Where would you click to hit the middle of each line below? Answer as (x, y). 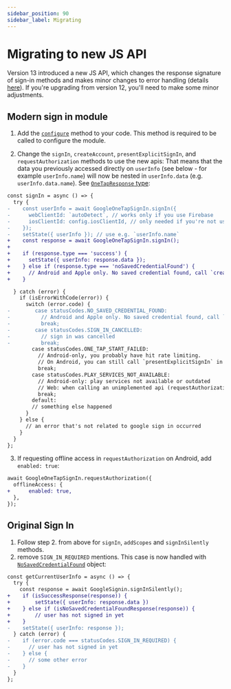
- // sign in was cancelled (61, 336)
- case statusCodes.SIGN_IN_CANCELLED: (75, 330)
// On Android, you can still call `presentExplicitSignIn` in (130, 362)
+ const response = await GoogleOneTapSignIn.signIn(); (93, 241)
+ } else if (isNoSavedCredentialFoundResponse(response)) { (101, 608)
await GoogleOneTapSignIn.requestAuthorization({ (80, 479)
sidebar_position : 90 (38, 13)
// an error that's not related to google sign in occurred (113, 426)
